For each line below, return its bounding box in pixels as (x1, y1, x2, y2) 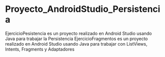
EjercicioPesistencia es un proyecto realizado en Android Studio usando (5, 30, 152, 36)
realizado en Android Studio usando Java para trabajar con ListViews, (5, 41, 148, 47)
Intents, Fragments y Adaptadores (5, 46, 75, 52)
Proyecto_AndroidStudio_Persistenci (5, 3, 161, 15)
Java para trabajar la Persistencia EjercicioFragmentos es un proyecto (5, 36, 148, 42)
